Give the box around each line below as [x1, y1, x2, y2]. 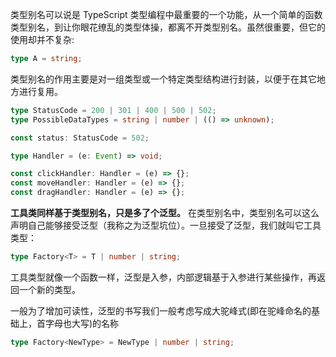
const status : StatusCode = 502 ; [10, 133, 150, 143]
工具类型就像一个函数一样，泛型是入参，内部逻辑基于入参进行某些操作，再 [10, 271, 317, 283]
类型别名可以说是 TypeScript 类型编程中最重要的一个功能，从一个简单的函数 [10, 9, 323, 20]
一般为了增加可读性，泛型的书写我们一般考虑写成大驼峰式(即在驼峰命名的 [10, 304, 312, 317]
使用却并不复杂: [10, 34, 75, 45]
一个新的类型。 [18, 283, 81, 295]
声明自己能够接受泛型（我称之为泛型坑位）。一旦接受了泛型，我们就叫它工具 [10, 219, 322, 231]
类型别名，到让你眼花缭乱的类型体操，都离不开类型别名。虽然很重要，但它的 [10, 21, 326, 33]
